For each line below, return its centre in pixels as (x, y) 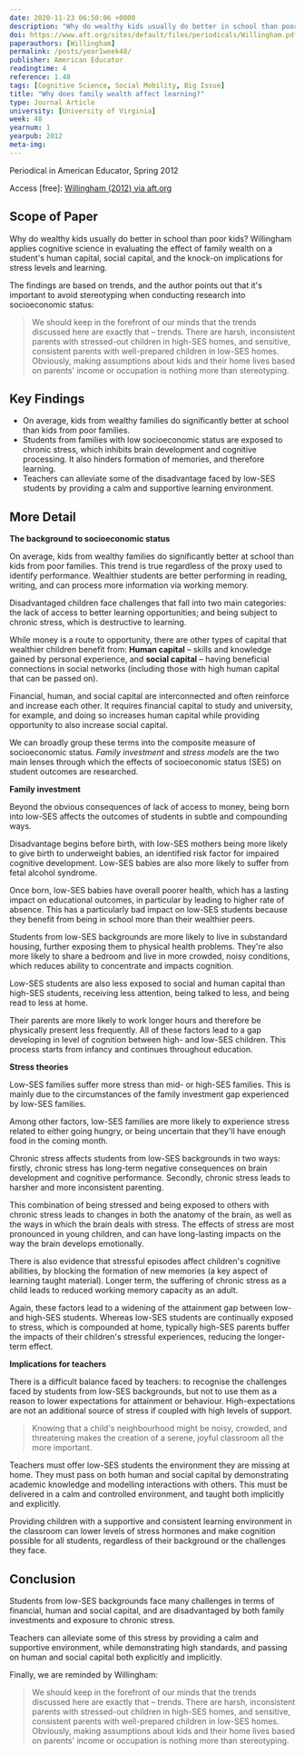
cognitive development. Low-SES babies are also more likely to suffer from (149, 863)
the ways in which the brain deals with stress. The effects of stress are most (152, 1224)
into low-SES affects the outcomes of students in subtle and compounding (148, 817)
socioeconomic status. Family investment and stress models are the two (144, 753)
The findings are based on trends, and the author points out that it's (136, 285)
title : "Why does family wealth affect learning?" (107, 94)
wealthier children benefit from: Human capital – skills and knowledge (141, 650)
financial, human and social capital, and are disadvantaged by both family (147, 1610)
